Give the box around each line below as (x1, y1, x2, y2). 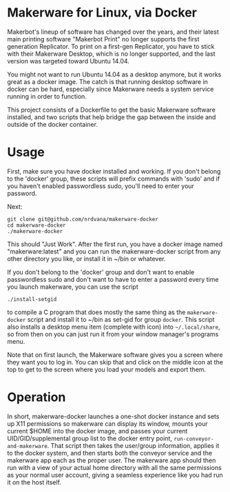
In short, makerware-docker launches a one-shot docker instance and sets (7, 412, 220, 420)
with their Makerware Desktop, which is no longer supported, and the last (7, 50, 216, 58)
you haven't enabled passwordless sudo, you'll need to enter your (7, 181, 195, 190)
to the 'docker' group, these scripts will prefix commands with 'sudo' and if (7, 174, 220, 183)
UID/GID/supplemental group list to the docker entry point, (7, 434, 172, 442)
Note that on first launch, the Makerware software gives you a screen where (7, 350, 223, 359)
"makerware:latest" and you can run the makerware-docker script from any (7, 247, 221, 256)
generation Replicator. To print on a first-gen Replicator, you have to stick (7, 42, 215, 50)
